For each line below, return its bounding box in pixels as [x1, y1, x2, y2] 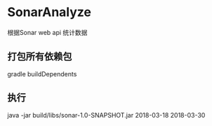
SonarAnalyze [7, 4, 91, 20]
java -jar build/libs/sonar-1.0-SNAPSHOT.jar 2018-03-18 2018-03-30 [7, 111, 206, 119]
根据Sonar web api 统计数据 [7, 28, 88, 36]
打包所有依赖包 [7, 50, 72, 63]
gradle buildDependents [7, 69, 77, 78]
